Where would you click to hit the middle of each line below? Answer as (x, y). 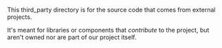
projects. (20, 17)
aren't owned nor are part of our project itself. (72, 37)
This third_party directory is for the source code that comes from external (111, 10)
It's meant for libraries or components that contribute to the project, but (108, 30)
